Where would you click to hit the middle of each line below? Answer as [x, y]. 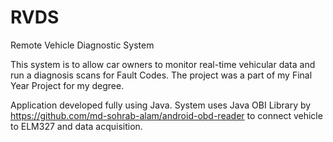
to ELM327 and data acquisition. [76, 126]
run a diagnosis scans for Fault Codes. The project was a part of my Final [161, 75]
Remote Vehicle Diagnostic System [82, 45]
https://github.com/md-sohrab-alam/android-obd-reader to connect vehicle [166, 115]
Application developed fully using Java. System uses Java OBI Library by [161, 105]
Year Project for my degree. [67, 85]
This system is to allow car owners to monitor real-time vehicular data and [163, 64]
